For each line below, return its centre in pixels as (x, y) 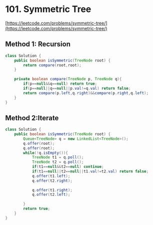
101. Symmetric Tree (48, 9)
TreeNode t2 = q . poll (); (58, 162)
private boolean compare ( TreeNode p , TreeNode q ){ (68, 79)
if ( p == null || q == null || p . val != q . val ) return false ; (77, 88)
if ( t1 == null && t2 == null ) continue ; (68, 167)
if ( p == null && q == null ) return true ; (60, 84)
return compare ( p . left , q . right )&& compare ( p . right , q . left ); (86, 93)
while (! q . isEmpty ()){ (46, 153)
